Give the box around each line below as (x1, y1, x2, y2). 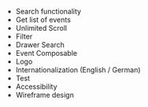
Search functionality (15, 7, 81, 16)
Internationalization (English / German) (15, 65, 141, 74)
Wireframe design (15, 90, 75, 99)
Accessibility (15, 82, 57, 91)
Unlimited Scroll (15, 24, 68, 32)
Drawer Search (15, 40, 65, 50)
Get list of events (15, 15, 71, 24)
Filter (15, 31, 33, 41)
